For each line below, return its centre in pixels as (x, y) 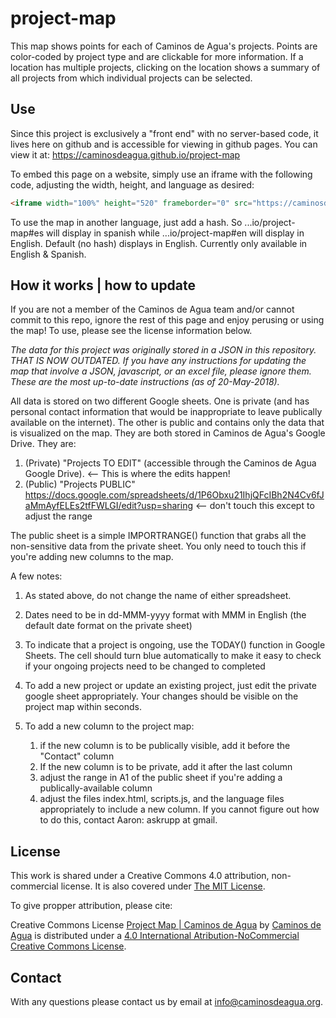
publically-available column (96, 788)
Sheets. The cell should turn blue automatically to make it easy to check (173, 656)
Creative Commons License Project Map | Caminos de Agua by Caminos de (166, 925)
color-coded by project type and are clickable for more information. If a (157, 56)
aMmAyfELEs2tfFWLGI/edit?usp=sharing (109, 506)
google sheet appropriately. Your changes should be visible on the (161, 696)
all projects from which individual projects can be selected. (131, 78)
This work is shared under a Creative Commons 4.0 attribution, (140, 876)
